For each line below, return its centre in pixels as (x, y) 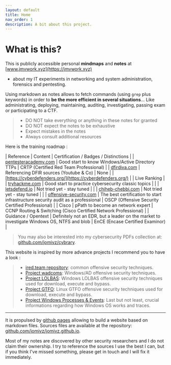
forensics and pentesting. (39, 84)
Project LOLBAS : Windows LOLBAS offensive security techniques (94, 278)
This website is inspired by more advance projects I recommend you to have (85, 252)
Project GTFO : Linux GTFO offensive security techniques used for (94, 289)
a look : (13, 258)
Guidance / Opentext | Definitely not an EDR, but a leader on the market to (83, 216)
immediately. (19, 357)
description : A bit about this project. (49, 24)
